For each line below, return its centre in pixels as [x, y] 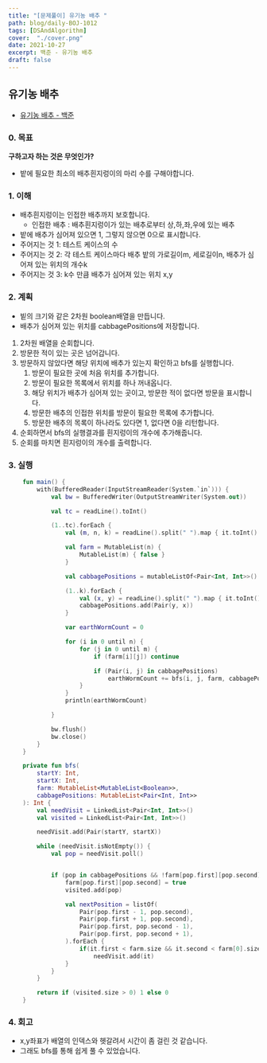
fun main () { [44, 482]
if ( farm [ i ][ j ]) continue [136, 657]
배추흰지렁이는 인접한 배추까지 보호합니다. [85, 215]
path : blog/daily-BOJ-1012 [53, 23]
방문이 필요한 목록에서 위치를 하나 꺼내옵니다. [102, 382]
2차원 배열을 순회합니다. [57, 342]
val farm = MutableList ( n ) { [113, 547]
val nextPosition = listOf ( [111, 905]
